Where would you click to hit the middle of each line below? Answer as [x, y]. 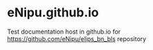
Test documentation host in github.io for [64, 32]
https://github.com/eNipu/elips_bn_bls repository [77, 38]
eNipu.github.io [53, 13]
